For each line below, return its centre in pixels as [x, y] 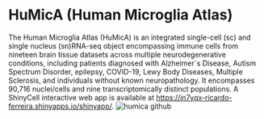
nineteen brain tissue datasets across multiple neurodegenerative [117, 54]
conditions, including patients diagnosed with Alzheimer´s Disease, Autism [132, 63]
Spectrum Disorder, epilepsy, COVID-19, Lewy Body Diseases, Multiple [126, 71]
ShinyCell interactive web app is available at [82, 97]
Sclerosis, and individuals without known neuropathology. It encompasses [132, 80]
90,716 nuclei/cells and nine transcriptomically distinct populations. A [124, 89]
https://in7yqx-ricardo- [194, 97]
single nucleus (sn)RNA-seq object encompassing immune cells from [124, 45]
